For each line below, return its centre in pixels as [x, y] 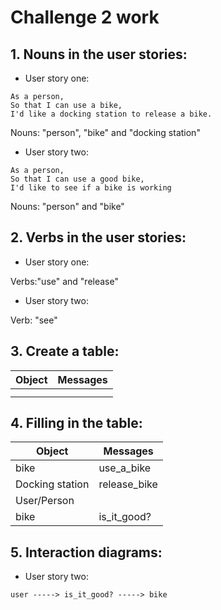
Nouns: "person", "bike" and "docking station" [105, 132]
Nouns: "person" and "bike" [67, 206]
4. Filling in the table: [76, 423]
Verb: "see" [34, 320]
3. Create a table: [65, 351]
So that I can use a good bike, [77, 179]
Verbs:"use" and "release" [64, 281]
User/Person [45, 501]
